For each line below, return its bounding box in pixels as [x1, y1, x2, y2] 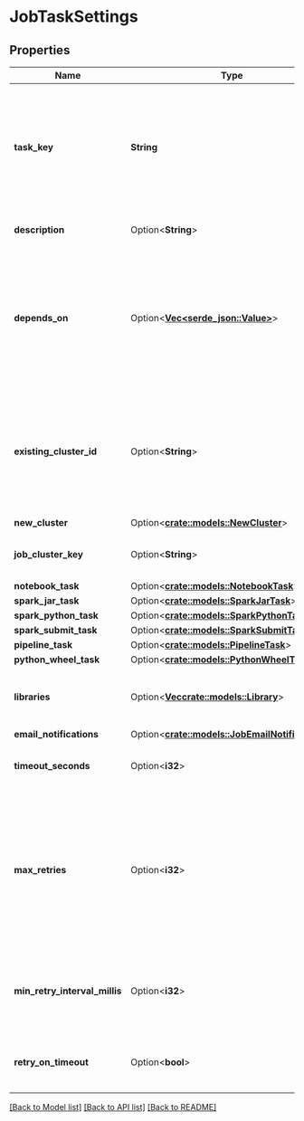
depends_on [14, 312, 69, 324]
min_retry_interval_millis [14, 984, 122, 997]
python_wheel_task [14, 653, 100, 666]
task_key [14, 141, 54, 153]
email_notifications [14, 728, 100, 740]
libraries [14, 690, 51, 703]
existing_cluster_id [14, 445, 98, 458]
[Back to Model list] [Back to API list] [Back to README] [9, 1102, 217, 1112]
